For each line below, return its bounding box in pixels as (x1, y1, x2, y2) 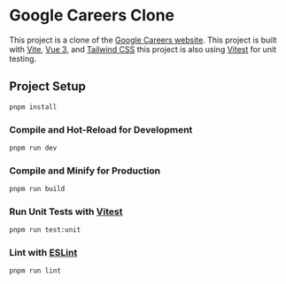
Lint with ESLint (9, 247, 78, 259)
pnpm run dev (9, 143, 58, 152)
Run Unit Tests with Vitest (9, 205, 123, 218)
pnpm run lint (9, 266, 62, 275)
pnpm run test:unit (9, 226, 81, 234)
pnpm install (9, 103, 58, 111)
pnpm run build (9, 185, 66, 194)
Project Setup (9, 79, 87, 94)
